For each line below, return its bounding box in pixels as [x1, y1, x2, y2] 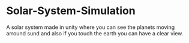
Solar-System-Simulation [6, 4, 136, 18]
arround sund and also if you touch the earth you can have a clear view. [6, 29, 184, 37]
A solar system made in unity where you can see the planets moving [6, 24, 175, 31]
